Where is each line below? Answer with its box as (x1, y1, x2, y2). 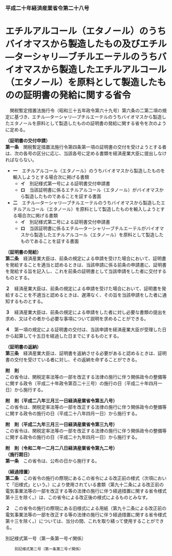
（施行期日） (5, 451, 32, 457)
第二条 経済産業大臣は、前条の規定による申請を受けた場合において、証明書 (5, 255, 166, 261)
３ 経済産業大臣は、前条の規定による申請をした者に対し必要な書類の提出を (5, 309, 167, 315)
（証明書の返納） (5, 343, 41, 349)
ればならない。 (5, 156, 37, 162)
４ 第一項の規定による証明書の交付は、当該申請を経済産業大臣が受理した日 (5, 326, 167, 333)
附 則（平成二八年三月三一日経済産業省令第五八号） (5, 397, 118, 403)
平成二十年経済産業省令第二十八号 (5, 4, 90, 11)
